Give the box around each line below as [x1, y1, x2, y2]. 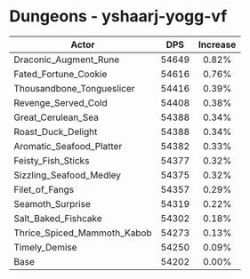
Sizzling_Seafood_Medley [13, 169, 122, 181]
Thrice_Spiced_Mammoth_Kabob [13, 227, 153, 239]
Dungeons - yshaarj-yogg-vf [9, 6, 228, 27]
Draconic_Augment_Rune [13, 53, 120, 66]
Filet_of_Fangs [13, 183, 74, 195]
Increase [198, 38, 237, 51]
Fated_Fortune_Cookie [13, 68, 108, 80]
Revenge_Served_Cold [13, 96, 109, 108]
